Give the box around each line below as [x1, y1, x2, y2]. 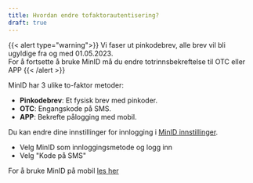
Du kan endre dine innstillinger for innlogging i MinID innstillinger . [8, 127, 219, 137]
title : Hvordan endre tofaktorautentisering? [8, 11, 159, 20]
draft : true [8, 19, 47, 27]
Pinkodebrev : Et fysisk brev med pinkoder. [19, 95, 158, 105]
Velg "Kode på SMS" [19, 150, 86, 160]
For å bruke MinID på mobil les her [8, 166, 119, 175]
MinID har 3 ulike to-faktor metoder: [8, 80, 124, 90]
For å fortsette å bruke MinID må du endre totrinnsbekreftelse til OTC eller [8, 56, 246, 66]
